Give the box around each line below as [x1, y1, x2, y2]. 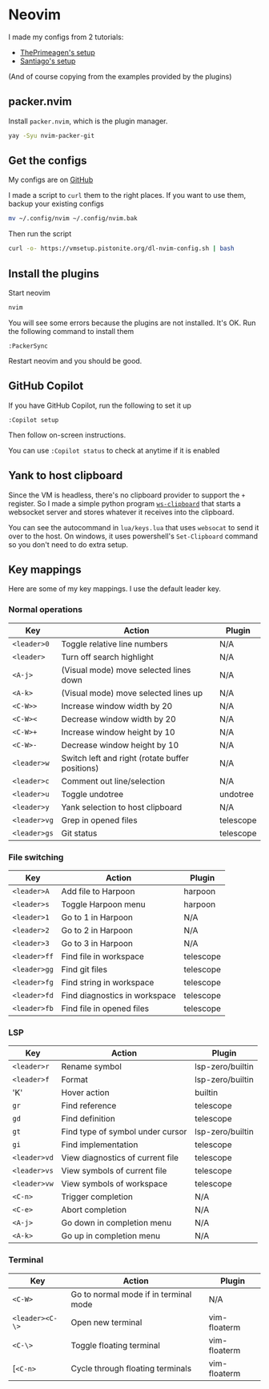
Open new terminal [70, 1316, 143, 1327]
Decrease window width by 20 [61, 713, 176, 724]
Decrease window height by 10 [61, 739, 179, 751]
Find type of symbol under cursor [61, 1126, 187, 1137]
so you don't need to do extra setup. [8, 539, 129, 550]
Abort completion [61, 1204, 126, 1215]
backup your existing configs [8, 199, 104, 209]
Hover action [61, 1087, 110, 1098]
